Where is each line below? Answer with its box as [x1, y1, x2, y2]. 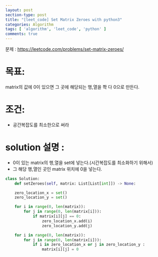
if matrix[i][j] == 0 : [32, 214, 81, 219]
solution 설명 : [5, 142, 65, 153]
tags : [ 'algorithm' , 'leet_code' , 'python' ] [5, 27, 106, 32]
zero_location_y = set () [14, 195, 67, 200]
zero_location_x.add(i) [41, 219, 93, 224]
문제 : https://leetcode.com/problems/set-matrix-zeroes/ [5, 46, 124, 52]
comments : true [5, 31, 38, 36]
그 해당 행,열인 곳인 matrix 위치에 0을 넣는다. [12, 166, 102, 172]
